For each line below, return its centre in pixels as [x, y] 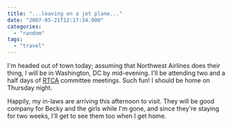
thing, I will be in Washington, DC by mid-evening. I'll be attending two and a [116, 73]
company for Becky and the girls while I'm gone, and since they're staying [113, 109]
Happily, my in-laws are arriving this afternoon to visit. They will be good [111, 101]
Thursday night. [30, 88]
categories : [24, 26]
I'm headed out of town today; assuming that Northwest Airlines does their [114, 66]
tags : [15, 40]
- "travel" [29, 46]
